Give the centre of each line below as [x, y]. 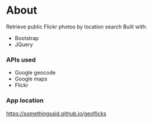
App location [25, 101]
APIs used [21, 60]
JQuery [24, 44]
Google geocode [35, 73]
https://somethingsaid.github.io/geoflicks [56, 114]
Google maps [31, 79]
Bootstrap [27, 38]
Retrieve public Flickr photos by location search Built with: [77, 27]
